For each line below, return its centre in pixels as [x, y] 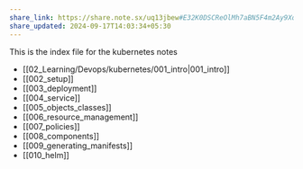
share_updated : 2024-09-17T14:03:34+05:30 [90, 26]
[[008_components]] [61, 136]
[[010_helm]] [46, 155]
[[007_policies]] [51, 126]
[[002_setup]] [48, 78]
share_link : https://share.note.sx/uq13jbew [94, 18]
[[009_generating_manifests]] [78, 146]
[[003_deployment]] [60, 88]
